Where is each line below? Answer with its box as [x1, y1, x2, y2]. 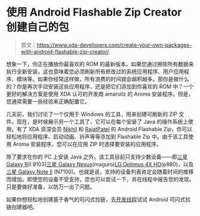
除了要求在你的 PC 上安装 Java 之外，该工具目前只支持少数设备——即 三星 [6, 153, 188, 160]
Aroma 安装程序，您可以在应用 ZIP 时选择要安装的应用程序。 [13, 140, 162, 147]
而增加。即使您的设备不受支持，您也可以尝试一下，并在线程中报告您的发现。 [6, 175, 195, 182]
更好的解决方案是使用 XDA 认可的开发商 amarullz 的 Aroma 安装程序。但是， [6, 90, 194, 98]
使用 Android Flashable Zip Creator [6, 5, 182, 19]
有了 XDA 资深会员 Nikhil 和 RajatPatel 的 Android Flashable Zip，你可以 [16, 125, 193, 132]
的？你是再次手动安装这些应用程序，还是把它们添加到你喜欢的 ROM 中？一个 [6, 83, 194, 90]
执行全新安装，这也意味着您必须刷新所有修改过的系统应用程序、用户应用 [6, 68, 184, 75]
